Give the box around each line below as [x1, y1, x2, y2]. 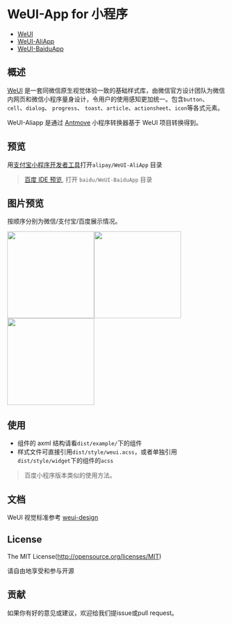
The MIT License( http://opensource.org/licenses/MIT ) [7, 552, 162, 560]
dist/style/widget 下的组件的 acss [17, 457, 114, 465]
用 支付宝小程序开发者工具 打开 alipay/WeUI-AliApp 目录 [7, 161, 163, 169]
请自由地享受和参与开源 [7, 566, 74, 575]
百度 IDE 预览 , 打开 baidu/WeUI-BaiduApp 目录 [24, 175, 153, 183]
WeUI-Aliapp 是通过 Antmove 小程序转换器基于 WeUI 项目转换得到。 [7, 118, 203, 126]
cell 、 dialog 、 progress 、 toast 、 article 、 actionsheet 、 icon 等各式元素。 [7, 104, 224, 112]
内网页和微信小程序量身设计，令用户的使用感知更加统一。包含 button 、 [7, 95, 208, 103]
